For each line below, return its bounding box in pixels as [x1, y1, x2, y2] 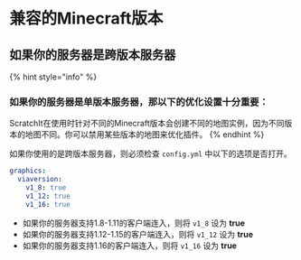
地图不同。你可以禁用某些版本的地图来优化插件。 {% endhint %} [24, 129, 265, 140]
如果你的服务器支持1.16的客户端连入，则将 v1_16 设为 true [22, 240, 238, 251]
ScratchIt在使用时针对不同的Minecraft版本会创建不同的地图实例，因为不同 [9, 118, 285, 129]
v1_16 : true [25, 200, 71, 209]
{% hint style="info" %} [9, 71, 98, 82]
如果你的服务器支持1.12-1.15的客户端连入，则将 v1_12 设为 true [22, 228, 254, 239]
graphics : [9, 166, 47, 176]
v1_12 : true [25, 191, 71, 200]
